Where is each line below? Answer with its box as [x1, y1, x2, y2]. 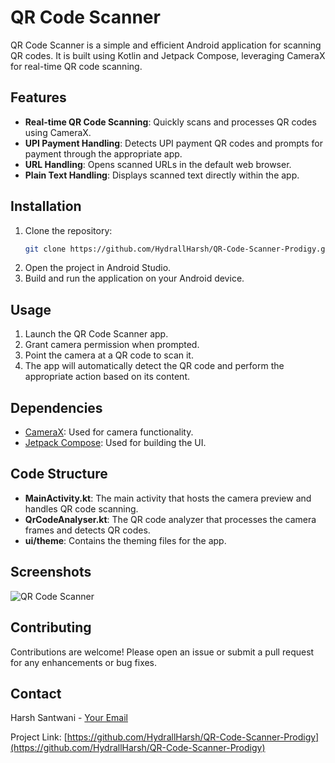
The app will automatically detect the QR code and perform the [24, 360, 285, 372]
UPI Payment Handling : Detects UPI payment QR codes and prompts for [24, 137, 324, 149]
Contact [10, 685, 62, 702]
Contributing [10, 619, 92, 636]
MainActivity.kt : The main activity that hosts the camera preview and [24, 492, 312, 504]
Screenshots [10, 564, 92, 581]
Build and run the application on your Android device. [24, 272, 245, 285]
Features [10, 89, 67, 106]
